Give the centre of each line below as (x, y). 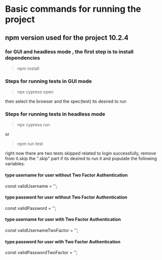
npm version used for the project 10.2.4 (67, 38)
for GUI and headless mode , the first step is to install (69, 52)
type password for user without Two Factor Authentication (66, 197)
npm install (28, 68)
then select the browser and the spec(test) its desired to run (66, 101)
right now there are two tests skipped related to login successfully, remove (81, 153)
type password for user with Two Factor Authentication (63, 241)
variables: (15, 164)
